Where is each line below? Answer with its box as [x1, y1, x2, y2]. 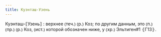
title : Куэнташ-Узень [5, 7, 50, 12]
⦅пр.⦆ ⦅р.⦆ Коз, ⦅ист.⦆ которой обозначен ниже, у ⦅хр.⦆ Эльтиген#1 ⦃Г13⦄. [5, 26, 157, 32]
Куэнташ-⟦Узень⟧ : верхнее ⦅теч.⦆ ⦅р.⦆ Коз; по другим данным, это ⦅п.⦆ [5, 21, 153, 27]
